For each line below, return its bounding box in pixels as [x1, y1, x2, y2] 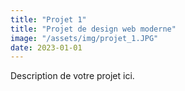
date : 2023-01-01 [10, 42, 83, 53]
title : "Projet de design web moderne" [10, 24, 177, 34]
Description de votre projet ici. [10, 70, 135, 82]
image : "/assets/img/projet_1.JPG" [10, 33, 159, 43]
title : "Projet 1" [10, 14, 87, 25]
